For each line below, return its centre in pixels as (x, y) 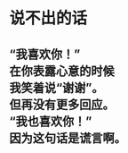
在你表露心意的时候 (62, 71)
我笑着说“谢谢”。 (56, 87)
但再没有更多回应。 (62, 104)
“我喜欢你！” (45, 54)
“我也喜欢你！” (51, 121)
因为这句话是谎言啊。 (68, 138)
